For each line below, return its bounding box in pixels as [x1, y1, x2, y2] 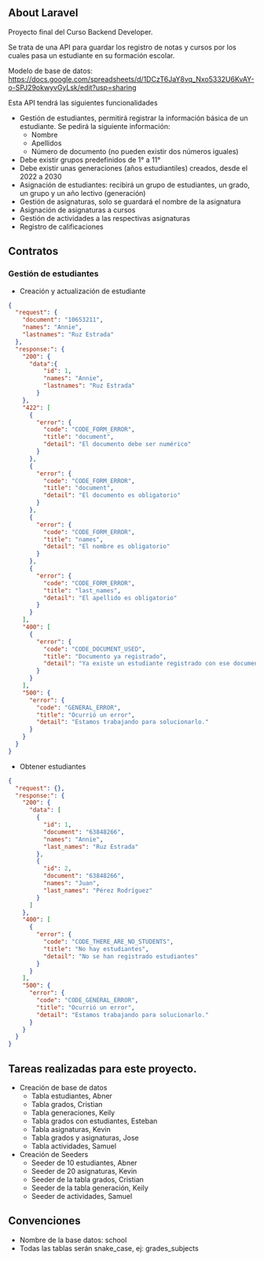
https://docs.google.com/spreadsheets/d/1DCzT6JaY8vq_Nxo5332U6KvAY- [8, 74, 255, 83]
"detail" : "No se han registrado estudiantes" [42, 952, 199, 960]
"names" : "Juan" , [42, 879, 101, 887]
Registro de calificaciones [19, 222, 104, 231]
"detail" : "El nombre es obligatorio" [42, 543, 170, 551]
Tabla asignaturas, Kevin [31, 1124, 112, 1134]
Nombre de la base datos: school [19, 1235, 127, 1244]
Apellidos [31, 138, 62, 148]
